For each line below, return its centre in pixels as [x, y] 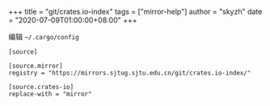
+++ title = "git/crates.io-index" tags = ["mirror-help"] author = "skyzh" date [135, 12]
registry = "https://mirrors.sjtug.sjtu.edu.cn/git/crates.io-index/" [130, 73]
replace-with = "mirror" [50, 94]
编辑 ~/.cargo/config [44, 37]
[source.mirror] [36, 66]
